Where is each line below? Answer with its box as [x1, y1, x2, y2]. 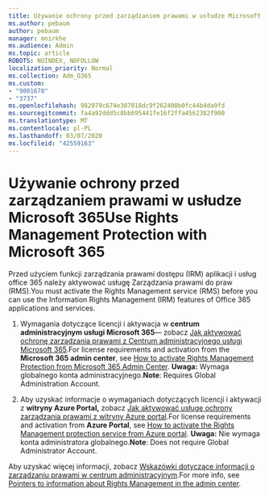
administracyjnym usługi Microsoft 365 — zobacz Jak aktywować [19, 327, 242, 337]
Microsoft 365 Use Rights [8, 208, 179, 227]
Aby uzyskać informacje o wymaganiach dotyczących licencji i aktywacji [19, 394, 262, 404]
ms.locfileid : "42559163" [8, 139, 95, 148]
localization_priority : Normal [8, 65, 114, 73]
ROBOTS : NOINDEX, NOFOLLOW [8, 57, 99, 65]
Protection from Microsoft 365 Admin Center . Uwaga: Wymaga [19, 362, 230, 372]
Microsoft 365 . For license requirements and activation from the [19, 344, 230, 355]
